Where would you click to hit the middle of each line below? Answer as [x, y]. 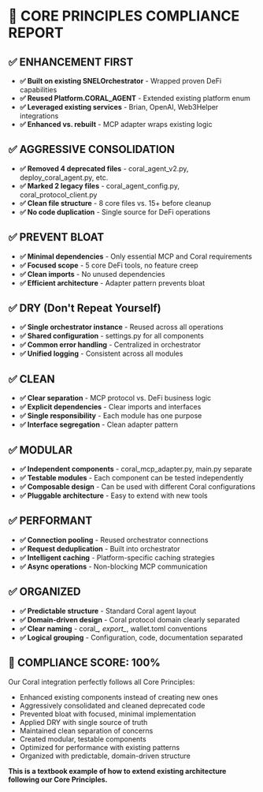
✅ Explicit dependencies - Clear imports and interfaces [110, 407]
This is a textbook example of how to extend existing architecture [117, 771]
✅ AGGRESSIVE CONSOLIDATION [92, 149]
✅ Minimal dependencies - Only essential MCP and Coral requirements [136, 256]
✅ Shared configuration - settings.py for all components [112, 336]
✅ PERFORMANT [50, 521]
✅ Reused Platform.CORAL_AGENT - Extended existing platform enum [135, 98]
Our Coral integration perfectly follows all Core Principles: [102, 682]
